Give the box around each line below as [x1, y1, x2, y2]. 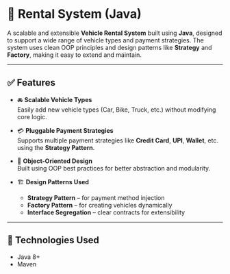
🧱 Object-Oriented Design [16, 157, 92, 165]
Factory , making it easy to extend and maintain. [7, 51, 142, 59]
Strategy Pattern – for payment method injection [27, 193, 166, 201]
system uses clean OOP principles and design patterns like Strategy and [7, 43, 212, 51]
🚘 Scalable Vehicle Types [16, 95, 92, 103]
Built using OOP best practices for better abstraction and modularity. [16, 164, 211, 172]
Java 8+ [16, 253, 40, 261]
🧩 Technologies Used [7, 234, 99, 246]
